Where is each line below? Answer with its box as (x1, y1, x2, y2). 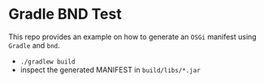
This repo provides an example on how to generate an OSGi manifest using (8, 32, 258, 41)
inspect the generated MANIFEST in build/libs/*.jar (19, 64, 201, 74)
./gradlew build (19, 58, 76, 66)
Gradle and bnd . (8, 40, 61, 50)
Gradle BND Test (8, 5, 122, 24)
